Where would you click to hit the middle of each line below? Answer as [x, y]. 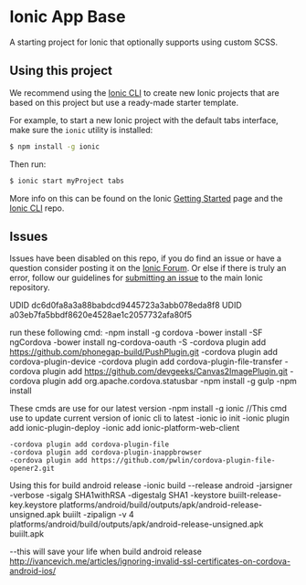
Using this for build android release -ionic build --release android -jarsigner [151, 486]
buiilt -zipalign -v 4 [98, 515]
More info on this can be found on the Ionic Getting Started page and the [146, 198]
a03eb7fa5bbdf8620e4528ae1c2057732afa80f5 [101, 315]
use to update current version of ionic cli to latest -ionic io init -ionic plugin [150, 418]
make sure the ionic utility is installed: [81, 130]
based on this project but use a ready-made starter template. [124, 102]
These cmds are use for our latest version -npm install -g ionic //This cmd [148, 409]
